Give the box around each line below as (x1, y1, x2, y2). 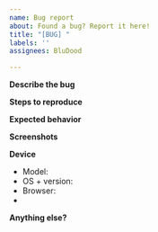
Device (9, 149, 36, 160)
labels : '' (9, 38, 50, 48)
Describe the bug (9, 79, 75, 90)
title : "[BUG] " (9, 30, 70, 39)
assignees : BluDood (9, 47, 83, 56)
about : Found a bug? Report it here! (9, 22, 151, 31)
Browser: (22, 185, 57, 196)
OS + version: (22, 176, 74, 187)
